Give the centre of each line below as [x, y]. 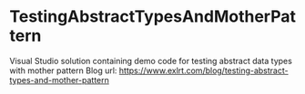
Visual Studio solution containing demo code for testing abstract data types [151, 61]
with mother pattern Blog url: [63, 70]
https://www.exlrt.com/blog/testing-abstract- [203, 70]
